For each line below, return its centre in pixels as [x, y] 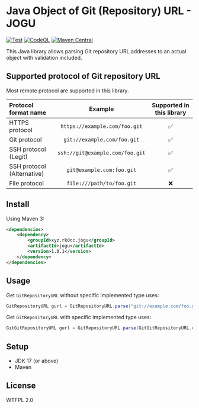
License [21, 386]
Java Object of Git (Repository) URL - [99, 11]
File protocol [27, 183]
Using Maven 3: [25, 219]
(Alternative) [27, 174]
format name [28, 113]
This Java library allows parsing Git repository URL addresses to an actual [96, 51]
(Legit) [18, 156]
